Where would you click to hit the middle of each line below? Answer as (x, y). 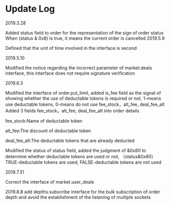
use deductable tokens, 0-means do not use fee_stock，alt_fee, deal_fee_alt (85, 104)
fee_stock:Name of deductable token (44, 121)
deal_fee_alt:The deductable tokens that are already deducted (70, 140)
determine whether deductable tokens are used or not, (62, 156)
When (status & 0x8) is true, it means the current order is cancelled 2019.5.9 (85, 38)
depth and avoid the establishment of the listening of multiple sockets (78, 197)
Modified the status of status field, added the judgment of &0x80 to (76, 150)
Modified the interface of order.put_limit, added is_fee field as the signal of (83, 93)
